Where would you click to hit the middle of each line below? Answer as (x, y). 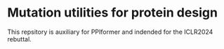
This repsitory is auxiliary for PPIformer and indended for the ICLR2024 (110, 32)
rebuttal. (19, 39)
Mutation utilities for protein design (112, 13)
